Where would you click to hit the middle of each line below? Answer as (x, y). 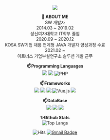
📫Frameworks (55, 83)
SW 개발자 (55, 22)
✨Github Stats (55, 117)
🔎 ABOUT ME (55, 17)
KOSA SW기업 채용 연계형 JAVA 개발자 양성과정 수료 (55, 45)
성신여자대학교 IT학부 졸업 (55, 34)
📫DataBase (55, 101)
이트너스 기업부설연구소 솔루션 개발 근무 (55, 56)
